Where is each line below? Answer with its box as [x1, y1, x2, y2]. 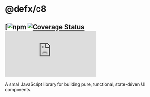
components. [5, 87, 32, 92]
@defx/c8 [5, 3, 47, 15]
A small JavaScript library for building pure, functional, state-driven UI [5, 81, 146, 87]
